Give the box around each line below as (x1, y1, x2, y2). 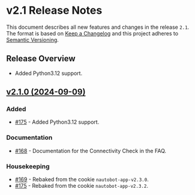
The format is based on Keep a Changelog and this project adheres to (6, 29, 179, 37)
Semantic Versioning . (6, 36, 59, 43)
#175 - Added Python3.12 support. (14, 118, 100, 126)
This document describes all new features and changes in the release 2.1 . (6, 23, 190, 31)
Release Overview (6, 53, 76, 64)
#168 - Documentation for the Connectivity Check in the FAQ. (14, 147, 167, 154)
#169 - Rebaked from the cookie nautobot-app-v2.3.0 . (14, 176, 149, 183)
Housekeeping (6, 162, 50, 170)
